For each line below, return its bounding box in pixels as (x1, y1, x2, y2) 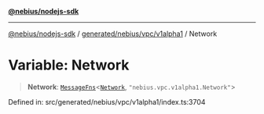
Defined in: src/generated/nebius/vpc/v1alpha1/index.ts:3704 (8, 97, 206, 106)
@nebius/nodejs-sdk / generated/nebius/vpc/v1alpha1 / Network (8, 29, 218, 38)
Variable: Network (8, 56, 130, 74)
